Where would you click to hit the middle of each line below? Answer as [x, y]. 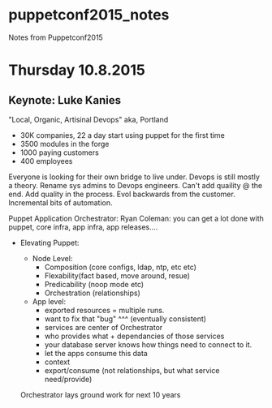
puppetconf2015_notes [89, 15]
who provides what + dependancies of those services [134, 336]
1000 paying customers [59, 152]
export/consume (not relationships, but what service [132, 370]
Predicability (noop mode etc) [94, 284]
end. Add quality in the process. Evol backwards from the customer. [122, 194]
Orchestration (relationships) [92, 293]
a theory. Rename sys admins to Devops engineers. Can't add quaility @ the [135, 185]
